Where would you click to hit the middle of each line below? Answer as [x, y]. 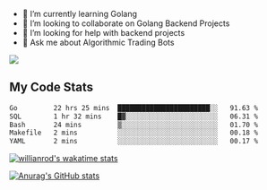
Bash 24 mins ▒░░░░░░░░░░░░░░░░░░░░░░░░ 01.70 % [133, 125]
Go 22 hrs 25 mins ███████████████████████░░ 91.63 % [133, 108]
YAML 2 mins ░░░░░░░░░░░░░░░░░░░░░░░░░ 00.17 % [133, 142]
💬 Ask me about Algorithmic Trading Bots [98, 42]
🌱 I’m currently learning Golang [79, 14]
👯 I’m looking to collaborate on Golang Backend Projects [126, 23]
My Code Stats [52, 87]
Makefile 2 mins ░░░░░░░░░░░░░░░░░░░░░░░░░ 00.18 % [133, 133]
